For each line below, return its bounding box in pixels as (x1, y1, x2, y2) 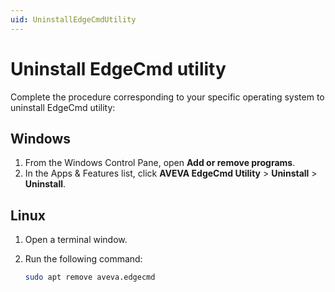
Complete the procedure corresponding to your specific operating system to (10, 91, 325, 103)
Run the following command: (24, 253, 143, 265)
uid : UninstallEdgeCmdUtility (10, 14, 137, 25)
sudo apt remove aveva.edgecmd (24, 272, 156, 283)
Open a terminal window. (24, 234, 128, 246)
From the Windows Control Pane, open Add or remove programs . (24, 157, 296, 169)
